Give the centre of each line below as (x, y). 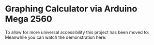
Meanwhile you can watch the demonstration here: (56, 37)
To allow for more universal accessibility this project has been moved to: (77, 32)
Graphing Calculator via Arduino (71, 9)
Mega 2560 (29, 19)
